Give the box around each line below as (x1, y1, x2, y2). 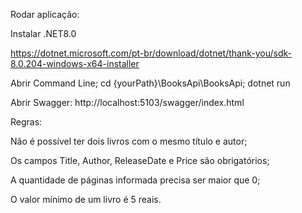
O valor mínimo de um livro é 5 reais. (10, 194, 162, 205)
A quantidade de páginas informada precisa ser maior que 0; (10, 174, 261, 186)
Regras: (10, 116, 43, 128)
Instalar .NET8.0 (10, 28, 77, 39)
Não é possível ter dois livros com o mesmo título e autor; (10, 135, 248, 147)
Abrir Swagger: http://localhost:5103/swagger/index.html (10, 97, 245, 108)
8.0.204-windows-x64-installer (10, 58, 140, 69)
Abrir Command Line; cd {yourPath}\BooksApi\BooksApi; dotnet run (10, 77, 291, 89)
